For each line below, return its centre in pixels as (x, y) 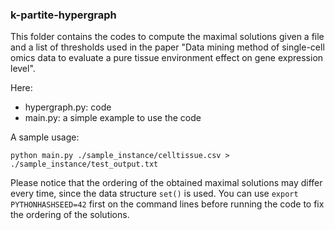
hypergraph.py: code (68, 107)
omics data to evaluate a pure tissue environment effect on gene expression (167, 58)
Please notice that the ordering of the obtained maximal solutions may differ (166, 183)
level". (23, 69)
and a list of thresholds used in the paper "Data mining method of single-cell (167, 47)
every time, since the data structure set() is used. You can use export (154, 194)
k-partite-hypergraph (63, 15)
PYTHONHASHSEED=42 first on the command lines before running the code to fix (167, 204)
